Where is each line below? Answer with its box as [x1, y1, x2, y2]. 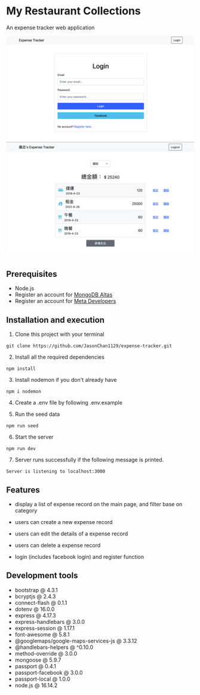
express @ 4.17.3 [14, 611, 56, 619]
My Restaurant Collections [6, 4, 141, 18]
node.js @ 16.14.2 [14, 681, 58, 688]
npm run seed [6, 423, 39, 429]
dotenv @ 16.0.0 [14, 605, 55, 613]
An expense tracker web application [6, 24, 95, 31]
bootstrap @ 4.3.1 [14, 586, 58, 593]
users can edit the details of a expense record [14, 530, 128, 537]
